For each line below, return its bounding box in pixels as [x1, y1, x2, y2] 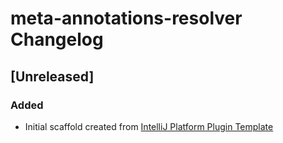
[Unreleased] [10, 68, 95, 85]
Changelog [10, 28, 104, 51]
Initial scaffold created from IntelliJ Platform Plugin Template [24, 120, 274, 132]
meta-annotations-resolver [10, 7, 243, 30]
